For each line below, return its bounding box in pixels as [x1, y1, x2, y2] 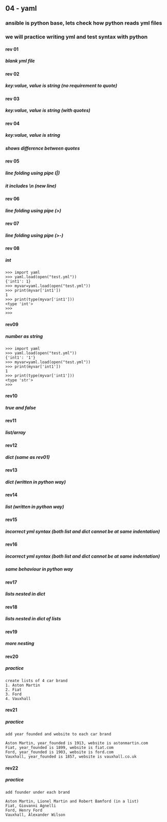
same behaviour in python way [5, 566, 73, 573]
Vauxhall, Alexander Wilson [5, 812, 66, 817]
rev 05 [5, 158, 20, 164]
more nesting [5, 640, 34, 647]
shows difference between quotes [5, 145, 80, 151]
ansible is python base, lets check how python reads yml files [5, 20, 162, 27]
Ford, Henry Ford [5, 808, 43, 813]
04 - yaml [5, 4, 37, 13]
